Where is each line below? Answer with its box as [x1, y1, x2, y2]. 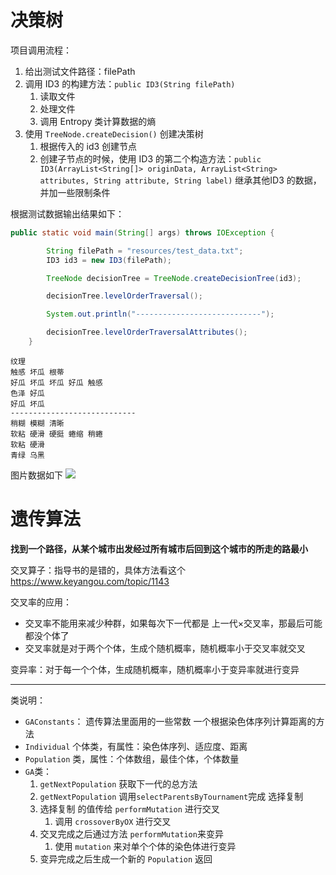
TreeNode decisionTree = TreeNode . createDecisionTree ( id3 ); [46, 273, 302, 283]
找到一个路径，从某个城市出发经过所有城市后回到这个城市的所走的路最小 [10, 542, 308, 555]
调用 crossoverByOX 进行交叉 [54, 815, 172, 827]
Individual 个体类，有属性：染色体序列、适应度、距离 [24, 740, 248, 752]
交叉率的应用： [10, 596, 72, 608]
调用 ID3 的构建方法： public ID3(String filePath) [24, 77, 236, 90]
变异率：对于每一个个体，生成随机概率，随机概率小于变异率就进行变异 [10, 663, 300, 675]
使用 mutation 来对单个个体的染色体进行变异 [54, 840, 237, 852]
